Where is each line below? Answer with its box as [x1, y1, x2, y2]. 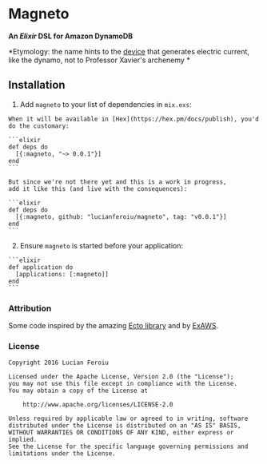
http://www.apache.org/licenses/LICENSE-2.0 [22, 401, 173, 409]
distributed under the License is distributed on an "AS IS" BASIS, [8, 422, 241, 430]
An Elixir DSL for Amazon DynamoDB [8, 31, 133, 41]
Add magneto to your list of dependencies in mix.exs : [19, 99, 192, 109]
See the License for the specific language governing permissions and [8, 442, 249, 451]
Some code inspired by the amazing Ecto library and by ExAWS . [8, 321, 218, 331]
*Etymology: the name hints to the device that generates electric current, [8, 46, 250, 56]
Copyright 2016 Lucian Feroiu [8, 359, 110, 367]
